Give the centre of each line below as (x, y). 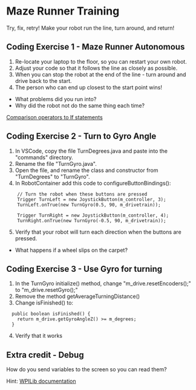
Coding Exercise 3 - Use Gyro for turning (84, 269)
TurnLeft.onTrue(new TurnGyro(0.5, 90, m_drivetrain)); (89, 205)
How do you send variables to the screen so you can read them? (87, 369)
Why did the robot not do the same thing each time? (80, 105)
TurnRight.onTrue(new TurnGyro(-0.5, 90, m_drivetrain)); (92, 220)
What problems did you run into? (56, 99)
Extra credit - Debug (45, 355)
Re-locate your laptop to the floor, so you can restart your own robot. (101, 61)
